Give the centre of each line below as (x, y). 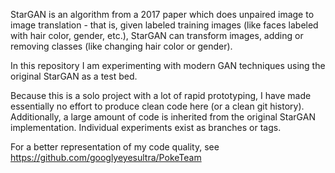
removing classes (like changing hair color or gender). (121, 46)
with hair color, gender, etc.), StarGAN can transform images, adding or (157, 35)
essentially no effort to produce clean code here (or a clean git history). (157, 106)
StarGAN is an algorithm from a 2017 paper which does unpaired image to (162, 14)
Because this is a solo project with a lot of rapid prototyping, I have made (161, 95)
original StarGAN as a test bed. (74, 76)
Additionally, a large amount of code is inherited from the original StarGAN (163, 117)
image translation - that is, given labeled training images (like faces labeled (164, 25)
